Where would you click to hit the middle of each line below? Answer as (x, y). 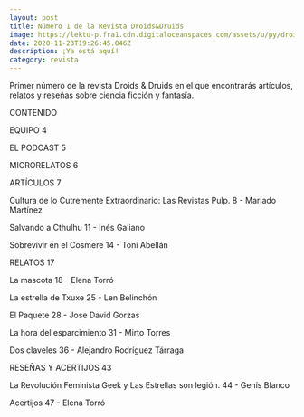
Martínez (26, 210)
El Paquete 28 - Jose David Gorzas (75, 315)
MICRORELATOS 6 (44, 165)
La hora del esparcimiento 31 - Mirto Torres (90, 332)
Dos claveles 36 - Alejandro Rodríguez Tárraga (96, 350)
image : (22, 34)
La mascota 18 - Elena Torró (62, 280)
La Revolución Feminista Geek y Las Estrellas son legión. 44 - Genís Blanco (150, 385)
